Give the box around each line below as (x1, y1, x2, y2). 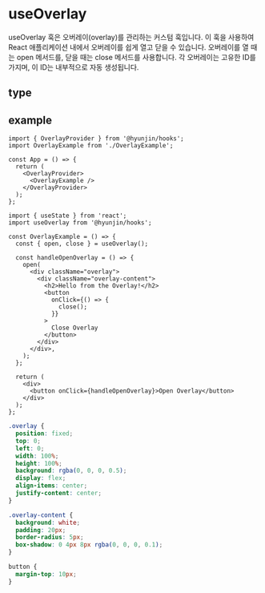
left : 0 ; (15, 444, 45, 453)
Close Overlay (50, 324, 98, 333)
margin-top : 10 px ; (15, 570, 78, 578)
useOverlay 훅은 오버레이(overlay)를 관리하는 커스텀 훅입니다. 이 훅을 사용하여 (8, 32, 255, 42)
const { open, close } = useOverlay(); (15, 240, 149, 248)
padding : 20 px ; (15, 526, 66, 534)
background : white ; (15, 518, 81, 526)
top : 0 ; (15, 437, 42, 445)
